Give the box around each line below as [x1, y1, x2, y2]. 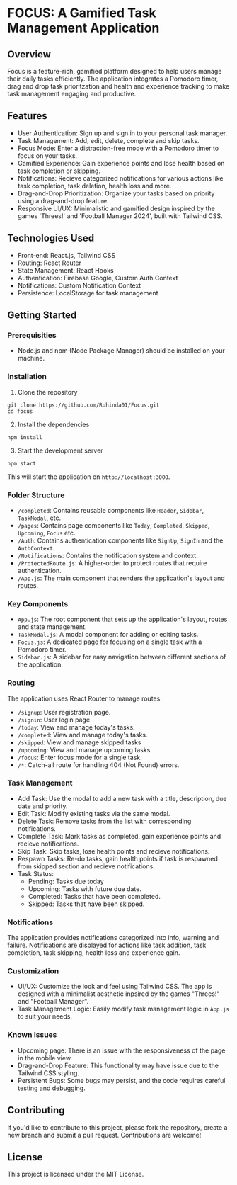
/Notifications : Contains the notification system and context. [17, 551, 198, 560]
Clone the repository [17, 387, 78, 396]
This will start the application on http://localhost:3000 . [7, 472, 170, 481]
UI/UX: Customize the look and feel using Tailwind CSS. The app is [17, 982, 212, 991]
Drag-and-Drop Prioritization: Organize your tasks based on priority [17, 189, 215, 198]
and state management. [17, 623, 87, 631]
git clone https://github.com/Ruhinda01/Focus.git [7, 402, 160, 409]
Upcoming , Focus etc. [17, 528, 76, 537]
